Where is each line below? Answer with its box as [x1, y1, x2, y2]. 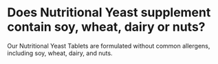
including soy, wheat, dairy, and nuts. [7, 49, 113, 57]
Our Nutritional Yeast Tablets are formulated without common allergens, [7, 42, 210, 50]
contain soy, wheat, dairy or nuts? [7, 19, 206, 35]
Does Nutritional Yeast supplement [7, 5, 211, 20]
